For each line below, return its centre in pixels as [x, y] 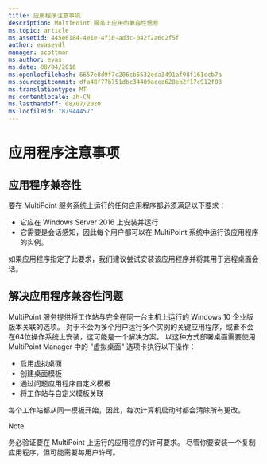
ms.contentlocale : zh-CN [49, 97]
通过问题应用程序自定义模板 [65, 383]
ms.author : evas [35, 60]
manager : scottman [39, 52]
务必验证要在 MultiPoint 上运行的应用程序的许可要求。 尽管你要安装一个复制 [132, 442]
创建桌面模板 [41, 373]
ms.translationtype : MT [48, 89]
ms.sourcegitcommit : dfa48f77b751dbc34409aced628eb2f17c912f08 [115, 82]
